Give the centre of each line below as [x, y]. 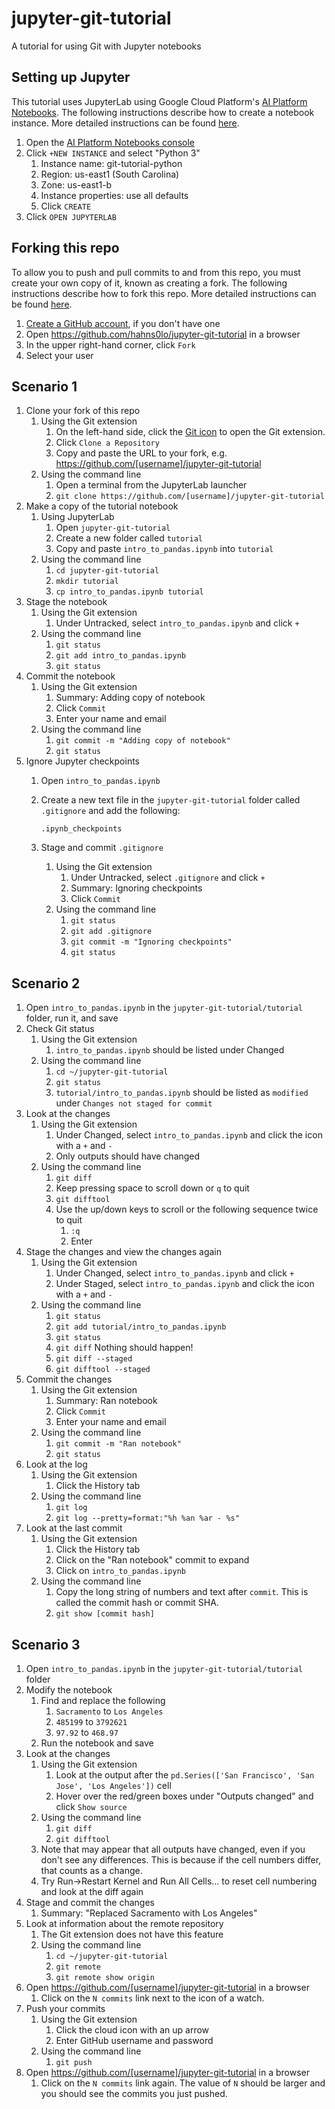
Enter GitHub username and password [134, 2040]
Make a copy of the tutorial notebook [102, 506]
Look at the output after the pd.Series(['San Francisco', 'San [185, 1775]
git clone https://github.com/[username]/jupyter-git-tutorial [190, 497]
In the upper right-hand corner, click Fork [110, 344]
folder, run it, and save [72, 1018]
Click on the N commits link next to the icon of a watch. [152, 1998]
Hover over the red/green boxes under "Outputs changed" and [184, 1796]
